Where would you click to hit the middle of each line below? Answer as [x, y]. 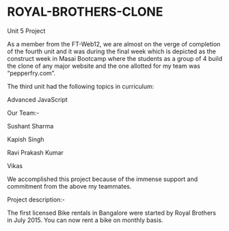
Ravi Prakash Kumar [35, 152]
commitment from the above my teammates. [69, 186]
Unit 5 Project [26, 31]
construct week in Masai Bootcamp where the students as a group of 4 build [115, 58]
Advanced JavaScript [38, 99]
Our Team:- [23, 113]
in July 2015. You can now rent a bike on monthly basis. [85, 220]
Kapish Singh [26, 139]
